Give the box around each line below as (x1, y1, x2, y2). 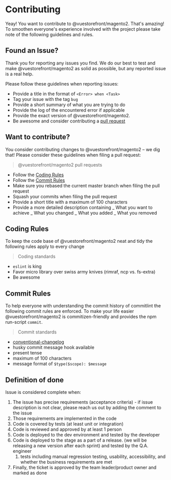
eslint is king (12, 263, 42, 269)
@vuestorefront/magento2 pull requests (17, 161, 103, 168)
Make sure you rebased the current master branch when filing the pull (12, 182, 160, 189)
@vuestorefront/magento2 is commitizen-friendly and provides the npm (5, 314, 157, 320)
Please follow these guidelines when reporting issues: (5, 80, 119, 87)
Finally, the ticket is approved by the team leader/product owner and (12, 465, 157, 470)
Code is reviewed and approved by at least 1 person (12, 426, 122, 432)
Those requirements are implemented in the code (12, 415, 117, 421)
